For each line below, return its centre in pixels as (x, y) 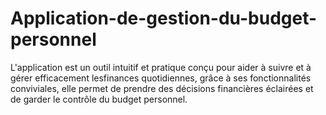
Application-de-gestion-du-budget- (164, 18)
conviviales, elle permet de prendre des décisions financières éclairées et (162, 88)
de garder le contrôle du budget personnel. (99, 99)
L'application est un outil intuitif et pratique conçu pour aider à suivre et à (161, 67)
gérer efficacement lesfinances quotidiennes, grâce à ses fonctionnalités (161, 78)
